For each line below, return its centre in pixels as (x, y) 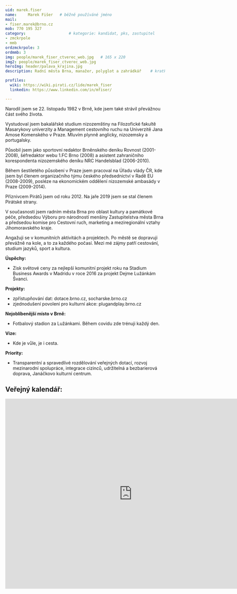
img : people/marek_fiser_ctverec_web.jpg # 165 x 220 (65, 57)
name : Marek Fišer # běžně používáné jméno (59, 15)
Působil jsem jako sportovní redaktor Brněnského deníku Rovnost (73, 150)
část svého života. (24, 114)
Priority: (14, 353)
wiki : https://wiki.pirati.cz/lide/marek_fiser (61, 85)
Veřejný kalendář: (34, 389)
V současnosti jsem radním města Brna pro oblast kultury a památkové (79, 211)
